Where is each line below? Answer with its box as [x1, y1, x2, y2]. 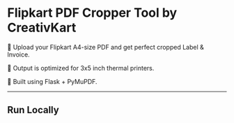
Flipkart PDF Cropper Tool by [7, 5, 178, 21]
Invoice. [7, 50, 30, 59]
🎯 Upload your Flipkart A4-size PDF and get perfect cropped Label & [7, 43, 204, 51]
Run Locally [7, 104, 59, 116]
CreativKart [7, 20, 77, 36]
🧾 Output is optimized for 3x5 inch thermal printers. [7, 64, 155, 72]
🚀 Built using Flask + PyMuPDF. [7, 77, 97, 85]
